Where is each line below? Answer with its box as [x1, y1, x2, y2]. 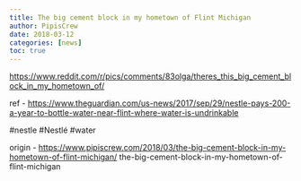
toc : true [9, 47, 47, 56]
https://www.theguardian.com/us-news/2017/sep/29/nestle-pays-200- [27, 98, 291, 108]
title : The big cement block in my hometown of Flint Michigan [9, 13, 252, 22]
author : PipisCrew [9, 22, 78, 30]
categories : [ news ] [9, 38, 83, 47]
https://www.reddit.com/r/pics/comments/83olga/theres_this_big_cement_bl [9, 71, 292, 82]
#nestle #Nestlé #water [9, 125, 96, 135]
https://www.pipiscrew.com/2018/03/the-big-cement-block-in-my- [38, 142, 287, 153]
